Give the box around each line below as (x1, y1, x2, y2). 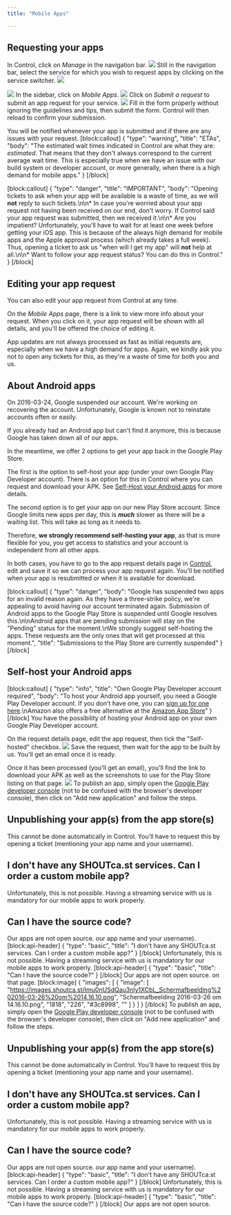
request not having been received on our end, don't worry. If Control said (7, 207, 215, 215)
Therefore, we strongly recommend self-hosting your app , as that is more (7, 531, 221, 540)
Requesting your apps (7, 42, 104, 54)
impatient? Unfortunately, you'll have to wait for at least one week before (7, 221, 214, 229)
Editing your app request (7, 278, 116, 290)
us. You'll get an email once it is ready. (7, 750, 117, 758)
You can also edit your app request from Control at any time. (7, 296, 179, 305)
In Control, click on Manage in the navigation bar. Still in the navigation (7, 61, 217, 69)
